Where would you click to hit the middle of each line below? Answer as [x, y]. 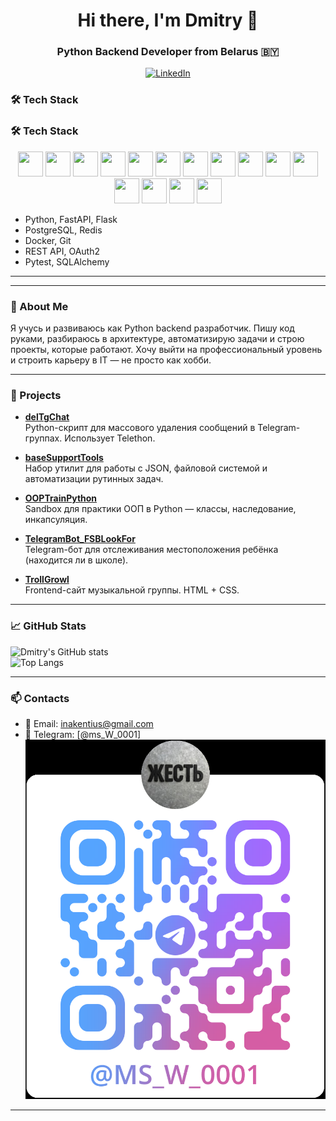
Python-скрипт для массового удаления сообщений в [140, 428]
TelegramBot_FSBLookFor [80, 539]
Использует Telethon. [110, 438]
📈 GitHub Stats [48, 626]
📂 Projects [36, 395]
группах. [43, 438]
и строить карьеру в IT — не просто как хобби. [111, 360]
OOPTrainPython [61, 498]
